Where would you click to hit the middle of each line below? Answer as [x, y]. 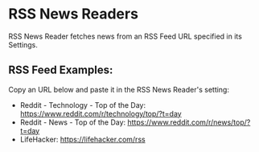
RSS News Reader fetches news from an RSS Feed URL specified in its [125, 36]
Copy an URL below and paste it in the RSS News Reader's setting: [119, 89]
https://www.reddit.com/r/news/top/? [189, 122]
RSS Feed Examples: [61, 70]
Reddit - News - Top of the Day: [73, 122]
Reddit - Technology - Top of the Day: [83, 105]
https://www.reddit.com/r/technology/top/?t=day [101, 113]
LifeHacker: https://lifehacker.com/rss [83, 139]
